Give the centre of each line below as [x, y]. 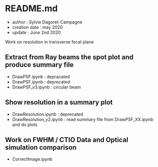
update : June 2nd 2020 [36, 32]
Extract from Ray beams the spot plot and [69, 57]
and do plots [25, 125]
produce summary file [39, 65]
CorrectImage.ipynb [32, 159]
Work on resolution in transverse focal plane [49, 42]
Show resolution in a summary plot [59, 102]
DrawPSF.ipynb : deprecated [41, 82]
